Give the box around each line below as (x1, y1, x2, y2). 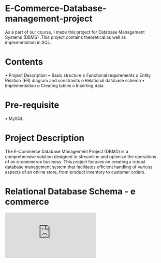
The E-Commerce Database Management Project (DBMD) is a (5, 148, 129, 154)
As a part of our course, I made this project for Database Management (5, 29, 145, 35)
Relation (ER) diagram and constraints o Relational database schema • (5, 77, 145, 83)
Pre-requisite (5, 100, 59, 111)
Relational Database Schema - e (5, 186, 136, 197)
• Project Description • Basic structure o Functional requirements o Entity (5, 72, 151, 78)
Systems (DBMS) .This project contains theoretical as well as (5, 34, 126, 40)
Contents (5, 57, 44, 68)
